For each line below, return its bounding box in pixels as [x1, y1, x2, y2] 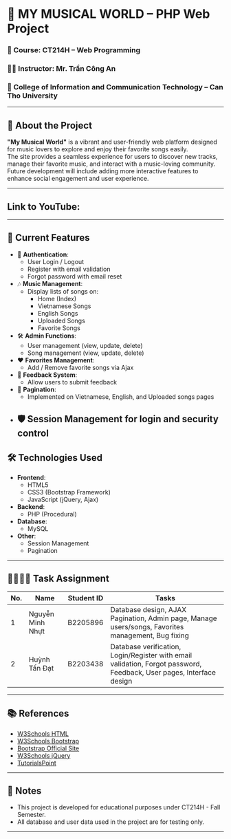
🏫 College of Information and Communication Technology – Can [7, 82, 223, 91]
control [16, 428, 49, 439]
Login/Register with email [109, 650, 192, 660]
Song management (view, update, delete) [27, 349, 144, 357]
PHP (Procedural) [27, 510, 77, 518]
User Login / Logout [27, 257, 85, 265]
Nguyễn [28, 609, 55, 618]
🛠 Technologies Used [7, 452, 103, 464]
